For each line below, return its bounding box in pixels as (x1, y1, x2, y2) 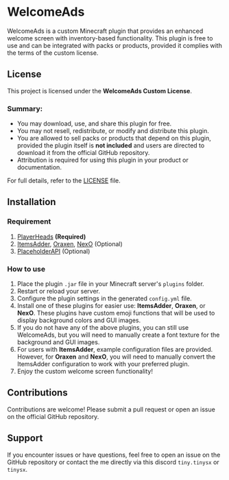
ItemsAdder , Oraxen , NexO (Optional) (16, 239, 123, 248)
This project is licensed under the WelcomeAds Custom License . (7, 86, 192, 95)
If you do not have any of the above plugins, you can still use (16, 324, 189, 332)
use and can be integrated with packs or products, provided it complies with (7, 41, 223, 49)
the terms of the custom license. (7, 49, 99, 57)
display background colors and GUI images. (16, 316, 141, 324)
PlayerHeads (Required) (16, 232, 86, 241)
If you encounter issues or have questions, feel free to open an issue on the (7, 451, 221, 459)
